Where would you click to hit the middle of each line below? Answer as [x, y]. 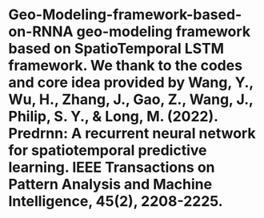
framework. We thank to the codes [125, 66]
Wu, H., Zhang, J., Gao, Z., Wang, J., [131, 99]
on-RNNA [41, 32]
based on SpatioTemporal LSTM [116, 49]
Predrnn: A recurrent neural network [132, 134]
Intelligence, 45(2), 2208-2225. [116, 202]
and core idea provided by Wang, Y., [131, 83]
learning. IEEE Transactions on [112, 167]
